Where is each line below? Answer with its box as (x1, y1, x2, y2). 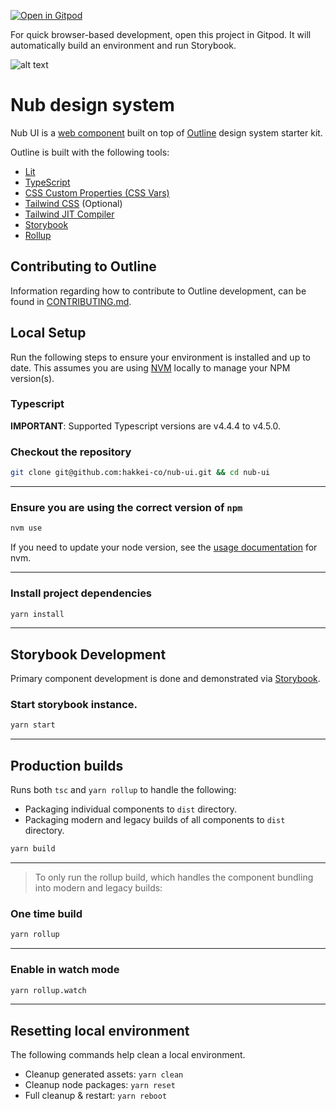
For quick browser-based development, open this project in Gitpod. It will (10, 29, 312, 40)
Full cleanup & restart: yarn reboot (24, 1090, 168, 1102)
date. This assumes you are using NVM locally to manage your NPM (10, 361, 291, 374)
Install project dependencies (10, 586, 153, 600)
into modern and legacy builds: (34, 882, 163, 894)
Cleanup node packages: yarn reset (24, 1079, 176, 1091)
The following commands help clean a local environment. (10, 1049, 246, 1061)
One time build (10, 906, 83, 920)
